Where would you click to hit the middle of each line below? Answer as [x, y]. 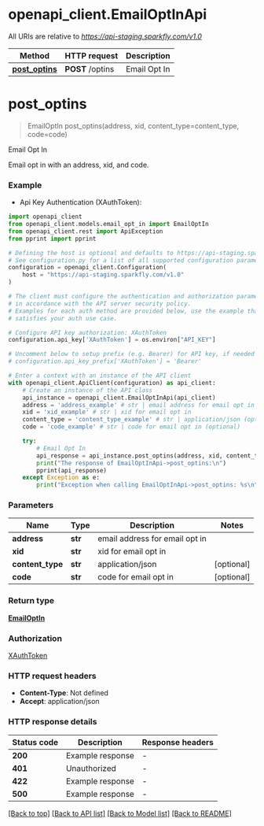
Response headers [178, 742]
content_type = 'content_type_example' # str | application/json [132, 420]
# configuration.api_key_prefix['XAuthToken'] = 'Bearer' [105, 361]
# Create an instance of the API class [88, 390]
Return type [31, 601]
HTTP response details [53, 722]
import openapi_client [45, 217]
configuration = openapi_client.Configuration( [88, 268]
